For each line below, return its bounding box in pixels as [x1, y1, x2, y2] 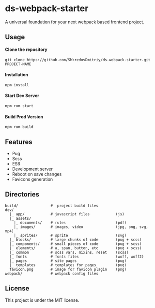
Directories [5, 190, 40, 199]
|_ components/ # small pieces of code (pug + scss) [9, 241, 142, 246]
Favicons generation [12, 176, 53, 182]
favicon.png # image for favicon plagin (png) [9, 267, 127, 272]
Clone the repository [5, 47, 47, 52]
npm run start [5, 103, 34, 108]
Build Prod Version [5, 113, 44, 119]
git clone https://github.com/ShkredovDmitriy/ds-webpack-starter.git [5, 57, 151, 62]
